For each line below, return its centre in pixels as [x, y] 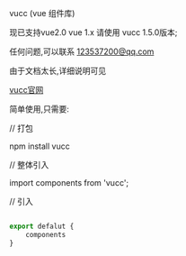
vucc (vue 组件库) [42, 13]
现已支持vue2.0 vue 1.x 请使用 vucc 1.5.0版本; [93, 32]
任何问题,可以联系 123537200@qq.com [82, 51]
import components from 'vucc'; [69, 183]
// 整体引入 [29, 165]
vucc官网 [27, 90]
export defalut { [42, 226]
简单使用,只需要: [40, 109]
